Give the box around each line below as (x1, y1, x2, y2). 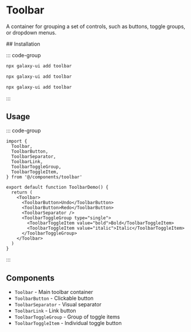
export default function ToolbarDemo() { (6, 185, 109, 191)
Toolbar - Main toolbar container (14, 289, 94, 296)
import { (6, 139, 28, 144)
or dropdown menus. (6, 29, 57, 36)
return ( (11, 189, 33, 196)
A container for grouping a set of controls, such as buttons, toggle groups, (6, 23, 186, 30)
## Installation (6, 40, 40, 47)
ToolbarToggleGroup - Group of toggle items (14, 313, 120, 320)
